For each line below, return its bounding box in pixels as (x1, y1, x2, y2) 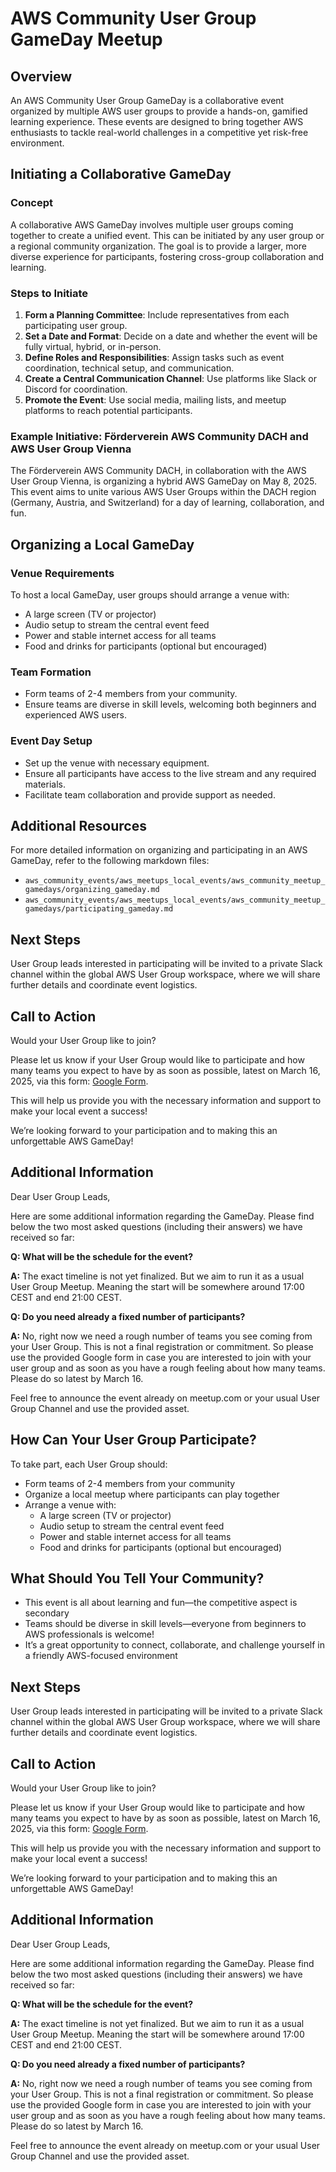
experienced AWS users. (24, 709, 128, 721)
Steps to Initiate (10, 286, 89, 300)
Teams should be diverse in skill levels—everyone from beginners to (24, 1618, 307, 1630)
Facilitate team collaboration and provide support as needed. (24, 788, 276, 801)
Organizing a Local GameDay (10, 536, 195, 553)
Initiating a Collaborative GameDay (10, 166, 232, 183)
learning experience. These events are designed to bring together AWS (10, 116, 304, 127)
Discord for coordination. (24, 383, 128, 395)
